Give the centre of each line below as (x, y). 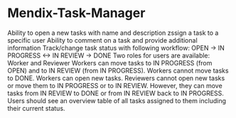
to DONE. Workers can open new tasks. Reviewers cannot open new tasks (116, 78)
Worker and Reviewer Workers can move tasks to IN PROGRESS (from (110, 63)
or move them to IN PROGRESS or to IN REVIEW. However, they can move (115, 85)
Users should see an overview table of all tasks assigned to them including (117, 100)
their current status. (36, 108)
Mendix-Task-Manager (76, 13)
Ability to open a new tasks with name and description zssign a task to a (113, 33)
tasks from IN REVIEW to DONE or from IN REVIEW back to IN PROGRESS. (116, 93)
